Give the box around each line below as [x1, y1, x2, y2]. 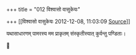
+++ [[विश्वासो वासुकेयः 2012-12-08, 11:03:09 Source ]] [6, 18, 131, 25]
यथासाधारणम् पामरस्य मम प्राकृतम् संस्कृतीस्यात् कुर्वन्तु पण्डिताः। [6, 30, 126, 37]
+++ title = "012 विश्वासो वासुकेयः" [6, 6, 80, 13]
